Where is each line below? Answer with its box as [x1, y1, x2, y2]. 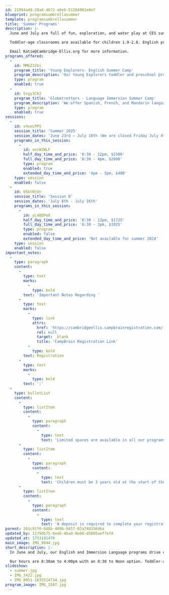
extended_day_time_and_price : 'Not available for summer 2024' [23, 236, 158, 241]
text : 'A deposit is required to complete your [41, 522, 143, 527]
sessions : [5, 114, 26, 120]
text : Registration [23, 353, 64, 358]
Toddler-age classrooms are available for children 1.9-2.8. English [10, 40, 158, 45]
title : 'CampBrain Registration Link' [37, 339, 118, 344]
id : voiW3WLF [23, 147, 51, 153]
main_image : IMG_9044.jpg [5, 540, 59, 545]
